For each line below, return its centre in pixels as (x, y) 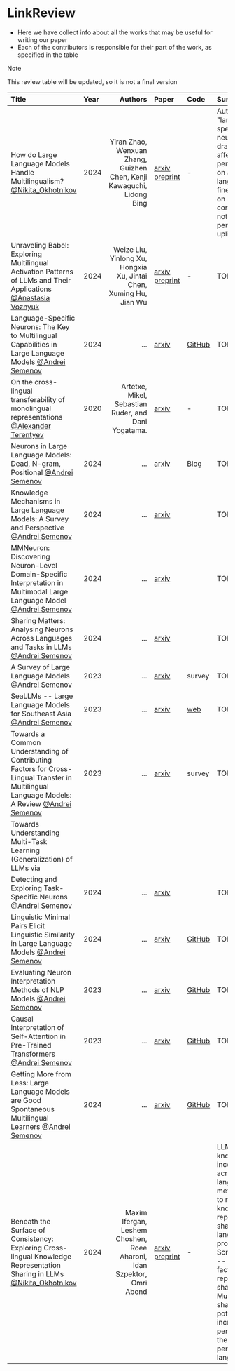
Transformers (33, 1054)
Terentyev (27, 434)
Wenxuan (132, 150)
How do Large (34, 154)
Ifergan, (135, 1221)
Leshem (134, 1230)
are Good (26, 1100)
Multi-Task (29, 841)
